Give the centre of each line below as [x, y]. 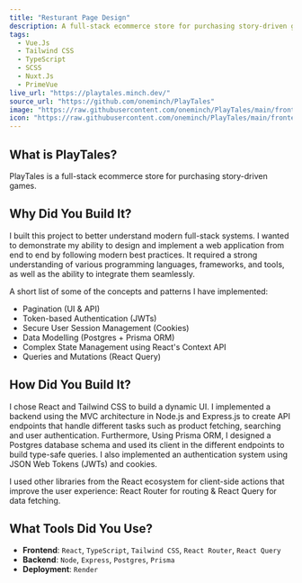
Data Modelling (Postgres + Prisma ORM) [98, 337]
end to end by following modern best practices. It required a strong [133, 255]
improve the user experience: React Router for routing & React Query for [143, 490]
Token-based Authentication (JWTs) [89, 318]
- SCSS [30, 68]
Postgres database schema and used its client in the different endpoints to [147, 444]
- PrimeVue [38, 85]
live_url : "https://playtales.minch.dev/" [90, 93]
